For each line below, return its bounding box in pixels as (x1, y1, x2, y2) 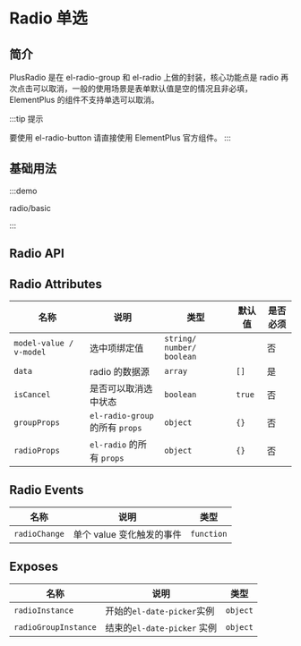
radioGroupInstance (13, 622, 97, 632)
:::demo (9, 185, 38, 196)
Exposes (9, 559, 59, 574)
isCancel (13, 390, 51, 400)
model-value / (13, 338, 74, 349)
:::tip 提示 (9, 114, 44, 123)
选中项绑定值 (89, 342, 144, 354)
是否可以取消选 (89, 382, 153, 395)
